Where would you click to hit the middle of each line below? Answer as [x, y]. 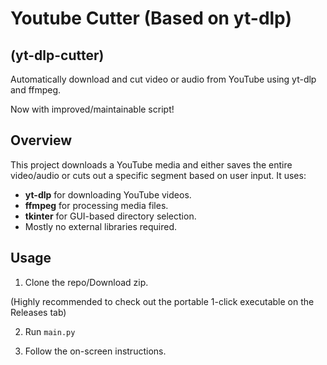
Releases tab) [38, 312]
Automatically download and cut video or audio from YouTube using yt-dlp [163, 79]
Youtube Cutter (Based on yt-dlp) [151, 18]
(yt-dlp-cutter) [57, 55]
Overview [41, 140]
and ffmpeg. [36, 90]
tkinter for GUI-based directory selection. [110, 216]
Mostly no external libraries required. [101, 226]
